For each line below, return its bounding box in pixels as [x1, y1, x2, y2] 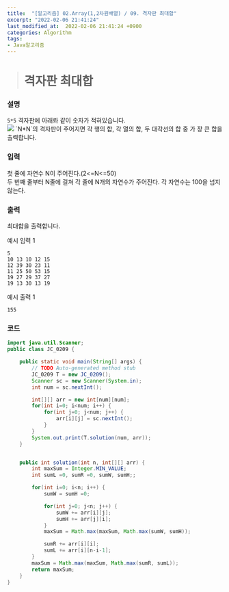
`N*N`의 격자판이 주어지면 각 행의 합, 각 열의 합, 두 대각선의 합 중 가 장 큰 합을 [15, 125, 223, 133]
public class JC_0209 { [7, 346, 75, 353]
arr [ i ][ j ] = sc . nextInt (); [55, 415, 133, 422]
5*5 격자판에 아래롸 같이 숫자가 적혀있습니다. [7, 116, 126, 125]
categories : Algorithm [7, 29, 72, 36]
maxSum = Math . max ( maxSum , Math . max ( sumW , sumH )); [43, 528, 191, 535]
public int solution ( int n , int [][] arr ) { [19, 459, 146, 466]
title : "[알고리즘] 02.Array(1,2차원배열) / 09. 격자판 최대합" [7, 10, 177, 17]
